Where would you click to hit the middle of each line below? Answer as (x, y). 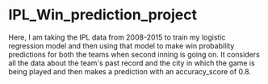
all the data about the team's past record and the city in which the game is (132, 63)
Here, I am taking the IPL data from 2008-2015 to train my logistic (117, 37)
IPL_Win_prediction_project (103, 15)
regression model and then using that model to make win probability (121, 45)
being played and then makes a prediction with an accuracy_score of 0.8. (130, 71)
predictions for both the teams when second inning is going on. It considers (134, 54)
